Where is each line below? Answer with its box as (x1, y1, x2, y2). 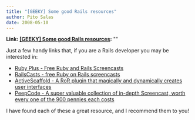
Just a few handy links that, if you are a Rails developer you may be (6, 47, 169, 54)
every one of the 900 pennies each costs (14, 96, 115, 103)
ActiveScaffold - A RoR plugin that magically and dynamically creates (14, 77, 183, 84)
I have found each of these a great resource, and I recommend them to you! (6, 107, 190, 115)
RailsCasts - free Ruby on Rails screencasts (14, 71, 120, 78)
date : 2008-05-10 (6, 19, 49, 25)
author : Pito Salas (6, 14, 54, 20)
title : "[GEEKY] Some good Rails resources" (6, 8, 117, 15)
